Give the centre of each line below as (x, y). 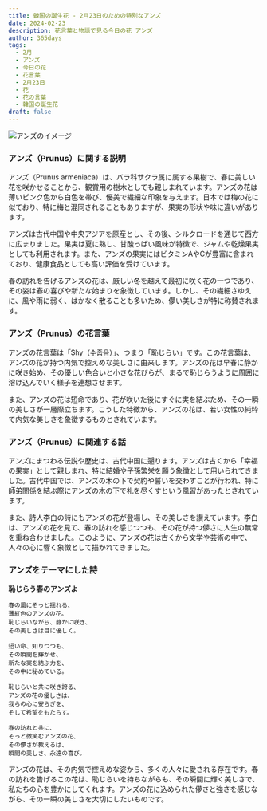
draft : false (30, 112)
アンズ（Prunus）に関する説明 (67, 158)
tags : (17, 45)
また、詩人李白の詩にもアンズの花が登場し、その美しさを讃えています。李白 (133, 517)
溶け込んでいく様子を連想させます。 (67, 382)
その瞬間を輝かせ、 (35, 655)
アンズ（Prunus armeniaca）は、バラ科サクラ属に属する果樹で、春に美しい (132, 177)
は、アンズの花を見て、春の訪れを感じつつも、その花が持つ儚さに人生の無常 (133, 527)
